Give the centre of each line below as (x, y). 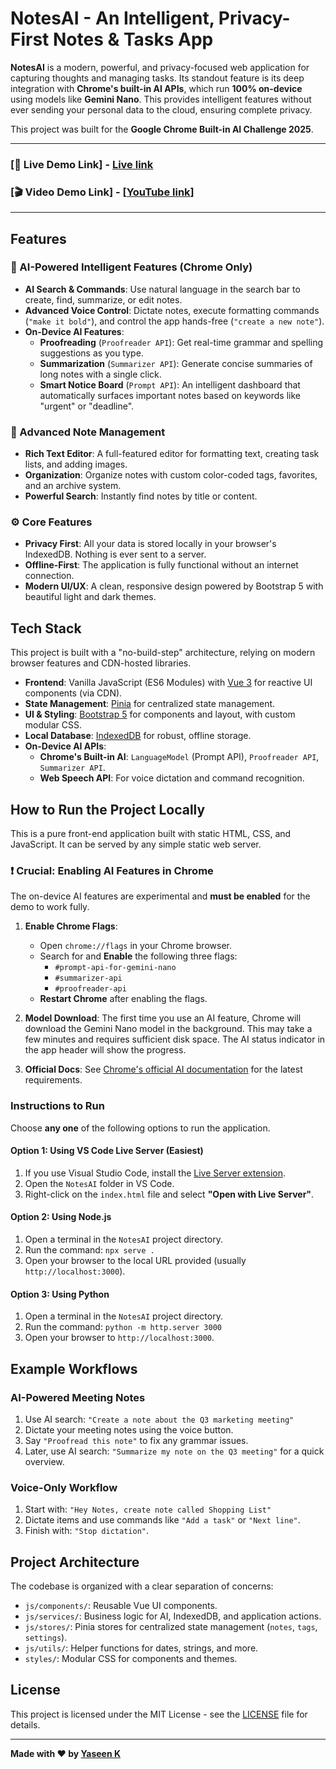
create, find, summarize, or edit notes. (103, 299)
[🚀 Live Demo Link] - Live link (82, 164)
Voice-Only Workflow (64, 1487)
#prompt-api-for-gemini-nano (115, 968)
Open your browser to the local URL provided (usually (135, 1261)
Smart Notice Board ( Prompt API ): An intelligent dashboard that (170, 384)
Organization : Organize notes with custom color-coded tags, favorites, (171, 475)
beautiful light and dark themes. (90, 597)
